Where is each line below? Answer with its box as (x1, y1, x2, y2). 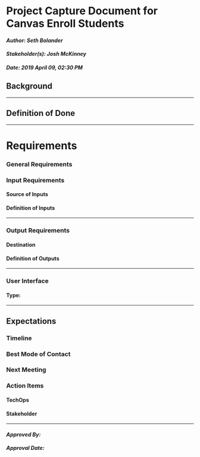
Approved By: (6, 431, 41, 438)
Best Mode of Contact (6, 349, 71, 358)
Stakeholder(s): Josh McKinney (6, 51, 87, 58)
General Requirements (6, 160, 73, 168)
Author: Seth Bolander (6, 37, 63, 44)
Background (6, 81, 52, 92)
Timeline (6, 334, 32, 342)
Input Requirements (6, 176, 65, 184)
